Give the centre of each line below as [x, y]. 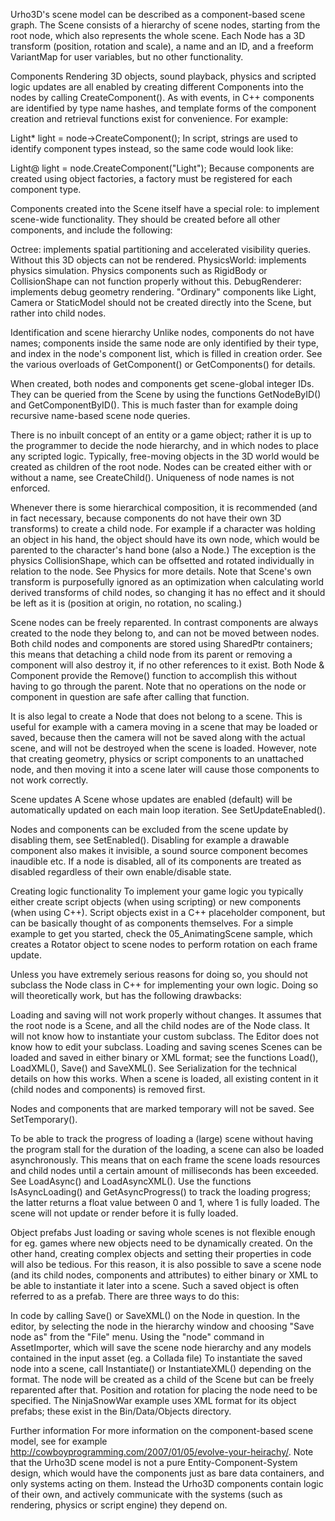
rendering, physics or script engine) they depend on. [119, 1505]
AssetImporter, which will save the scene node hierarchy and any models [161, 1347]
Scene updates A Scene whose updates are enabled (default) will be [151, 799]
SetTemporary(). [44, 1119]
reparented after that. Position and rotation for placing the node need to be [164, 1390]
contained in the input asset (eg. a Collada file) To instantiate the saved [156, 1358]
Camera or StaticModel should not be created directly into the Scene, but [161, 302]
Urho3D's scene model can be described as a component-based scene [158, 14]
